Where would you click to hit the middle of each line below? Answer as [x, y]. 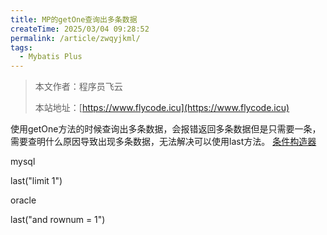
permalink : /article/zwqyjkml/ [75, 38]
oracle [23, 200]
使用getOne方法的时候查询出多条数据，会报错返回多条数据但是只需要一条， [166, 129]
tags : [21, 47]
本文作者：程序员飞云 [78, 87]
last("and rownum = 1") [58, 220]
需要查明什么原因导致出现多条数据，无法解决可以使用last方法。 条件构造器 [163, 142]
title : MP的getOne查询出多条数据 [74, 19]
